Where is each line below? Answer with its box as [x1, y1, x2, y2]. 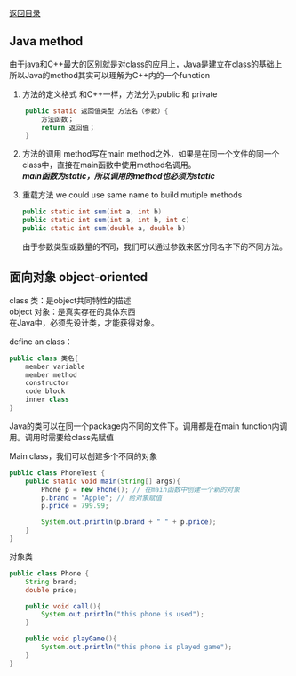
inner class [25, 395, 69, 405]
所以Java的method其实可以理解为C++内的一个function [9, 69, 211, 80]
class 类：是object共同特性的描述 [9, 294, 132, 305]
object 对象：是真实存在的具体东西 [9, 306, 136, 317]
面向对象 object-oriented [9, 270, 148, 285]
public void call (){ [25, 601, 101, 611]
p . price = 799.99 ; [41, 502, 109, 511]
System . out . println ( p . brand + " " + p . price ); [41, 518, 217, 527]
